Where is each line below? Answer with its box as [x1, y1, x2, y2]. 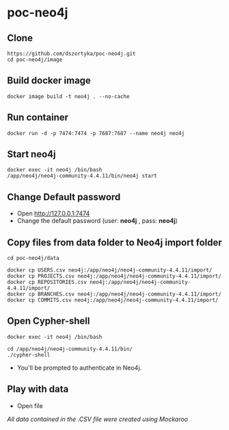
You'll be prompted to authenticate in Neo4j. [16, 363, 142, 372]
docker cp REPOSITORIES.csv [7, 279, 87, 286]
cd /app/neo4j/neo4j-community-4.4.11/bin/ [7, 345, 133, 353]
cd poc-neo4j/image [7, 56, 63, 63]
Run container [7, 112, 69, 123]
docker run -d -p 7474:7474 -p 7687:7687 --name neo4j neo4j [7, 130, 185, 136]
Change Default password [7, 191, 121, 203]
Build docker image [7, 75, 91, 86]
